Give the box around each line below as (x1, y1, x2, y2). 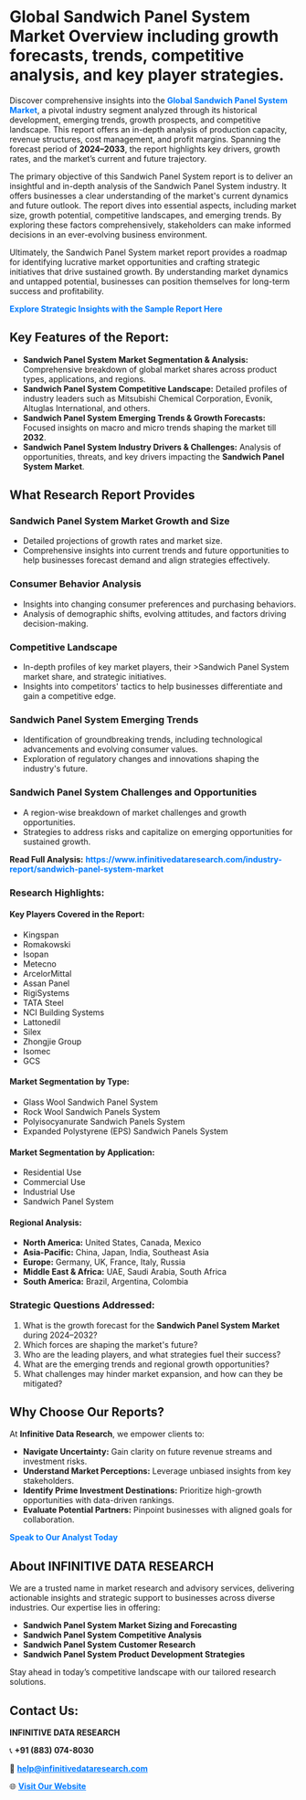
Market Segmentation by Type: (9, 1076, 130, 1087)
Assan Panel (22, 978, 70, 989)
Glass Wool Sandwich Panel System (22, 1096, 158, 1107)
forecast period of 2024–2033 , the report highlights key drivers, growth (9, 143, 280, 154)
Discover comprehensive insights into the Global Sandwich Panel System (9, 94, 288, 106)
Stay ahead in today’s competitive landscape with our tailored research (9, 1667, 277, 1678)
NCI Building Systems (22, 1007, 105, 1018)
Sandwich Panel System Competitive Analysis (22, 1629, 203, 1641)
